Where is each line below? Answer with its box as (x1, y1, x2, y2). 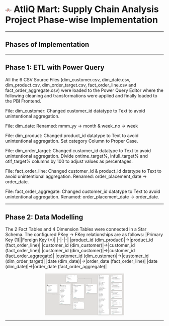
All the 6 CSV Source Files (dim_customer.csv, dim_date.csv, (5, 76, 131, 82)
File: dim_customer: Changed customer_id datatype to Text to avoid (5, 107, 145, 114)
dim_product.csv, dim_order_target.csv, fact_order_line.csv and (5, 82, 137, 88)
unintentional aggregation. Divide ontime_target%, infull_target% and (5, 153, 148, 159)
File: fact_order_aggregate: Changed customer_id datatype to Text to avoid (5, 188, 160, 194)
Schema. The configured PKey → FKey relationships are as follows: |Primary (5, 232, 163, 238)
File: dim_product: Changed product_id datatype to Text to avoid (5, 132, 139, 139)
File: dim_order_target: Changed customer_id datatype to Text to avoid (5, 147, 151, 154)
